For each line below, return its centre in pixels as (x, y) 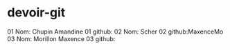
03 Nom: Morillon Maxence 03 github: (61, 38)
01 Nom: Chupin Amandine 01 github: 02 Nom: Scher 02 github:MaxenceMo (115, 32)
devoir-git (36, 13)
